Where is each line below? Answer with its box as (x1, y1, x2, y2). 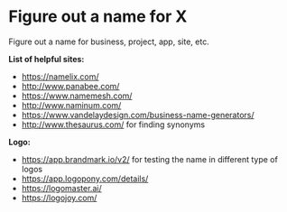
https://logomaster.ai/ (21, 182, 102, 193)
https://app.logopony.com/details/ (21, 173, 149, 184)
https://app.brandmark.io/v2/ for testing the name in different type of (21, 153, 279, 164)
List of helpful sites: (8, 53, 85, 64)
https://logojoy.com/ (21, 192, 97, 203)
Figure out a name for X (8, 6, 188, 27)
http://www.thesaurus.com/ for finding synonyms (21, 119, 205, 130)
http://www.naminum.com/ (21, 99, 122, 110)
